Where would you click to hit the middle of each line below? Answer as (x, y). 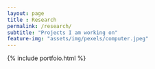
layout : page (26, 13)
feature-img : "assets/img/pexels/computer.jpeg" (78, 39)
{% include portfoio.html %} (47, 58)
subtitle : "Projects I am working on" (62, 32)
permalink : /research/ (39, 26)
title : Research (32, 20)
